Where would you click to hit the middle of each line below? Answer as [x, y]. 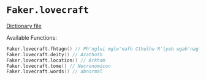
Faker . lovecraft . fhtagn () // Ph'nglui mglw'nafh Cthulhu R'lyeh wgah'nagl [104, 49]
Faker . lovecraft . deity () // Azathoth [55, 54]
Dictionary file [24, 26]
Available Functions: [32, 37]
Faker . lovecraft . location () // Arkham [56, 60]
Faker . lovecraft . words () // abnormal [55, 71]
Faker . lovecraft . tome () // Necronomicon [59, 66]
